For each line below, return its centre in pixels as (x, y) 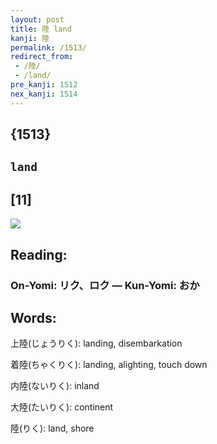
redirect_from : (42, 57)
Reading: (39, 254)
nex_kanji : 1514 (44, 94)
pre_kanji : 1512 (44, 85)
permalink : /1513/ (48, 47)
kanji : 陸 (30, 38)
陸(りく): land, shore (52, 428)
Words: (33, 317)
